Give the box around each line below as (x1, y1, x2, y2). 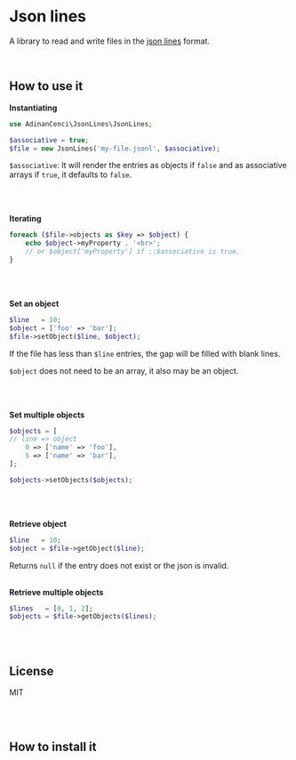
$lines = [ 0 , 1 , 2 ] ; (9, 603, 93, 613)
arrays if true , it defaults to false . (9, 169, 132, 180)
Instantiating (9, 102, 58, 113)
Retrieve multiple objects (9, 586, 104, 597)
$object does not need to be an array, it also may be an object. (9, 365, 239, 376)
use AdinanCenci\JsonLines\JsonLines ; (9, 119, 153, 128)
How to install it (9, 740, 97, 755)
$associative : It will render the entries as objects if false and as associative (9, 160, 287, 171)
